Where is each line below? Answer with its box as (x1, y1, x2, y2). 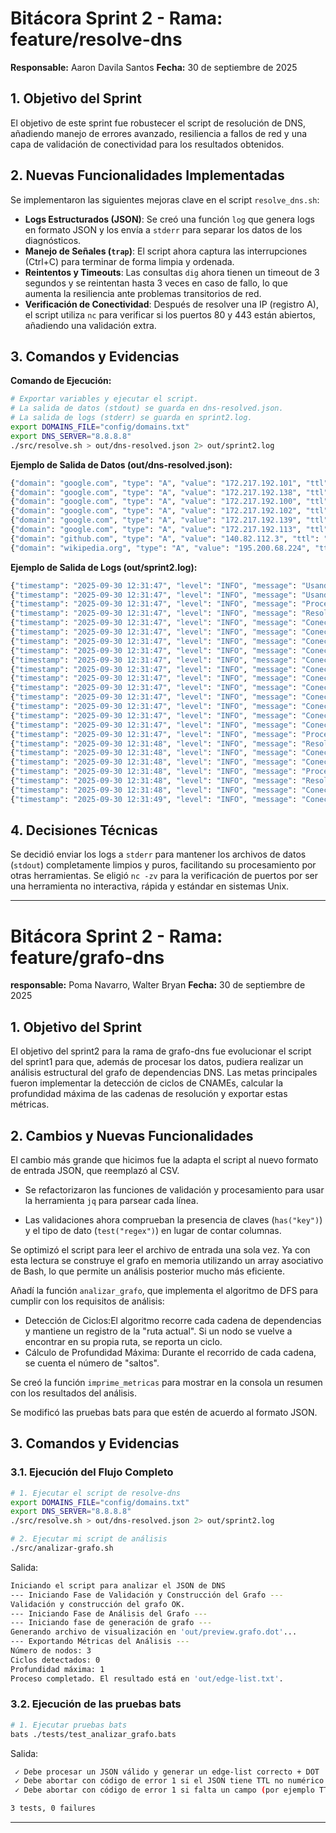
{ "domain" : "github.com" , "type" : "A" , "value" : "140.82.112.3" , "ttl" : (10, 533, 320, 544)
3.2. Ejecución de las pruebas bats (10, 1697, 182, 1711)
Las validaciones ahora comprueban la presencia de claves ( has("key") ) (24, 1214, 323, 1226)
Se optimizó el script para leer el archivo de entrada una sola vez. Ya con (10, 1244, 311, 1256)
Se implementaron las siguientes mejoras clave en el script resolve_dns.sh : (10, 193, 320, 206)
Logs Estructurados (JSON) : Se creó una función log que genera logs (24, 213, 315, 225)
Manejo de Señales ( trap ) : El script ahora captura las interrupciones (24, 245, 308, 257)
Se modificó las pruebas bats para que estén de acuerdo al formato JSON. (10, 1407, 318, 1418)
